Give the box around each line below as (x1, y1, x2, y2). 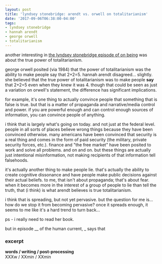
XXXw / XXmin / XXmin (5, 254, 51, 260)
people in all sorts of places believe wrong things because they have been (5, 126, 153, 132)
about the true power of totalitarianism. (5, 57, 83, 63)
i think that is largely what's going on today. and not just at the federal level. (5, 121, 156, 127)
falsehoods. (5, 157, 29, 163)
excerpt (5, 238, 24, 245)
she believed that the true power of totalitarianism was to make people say (5, 77, 154, 82)
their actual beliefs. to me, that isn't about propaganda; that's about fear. (5, 177, 149, 183)
